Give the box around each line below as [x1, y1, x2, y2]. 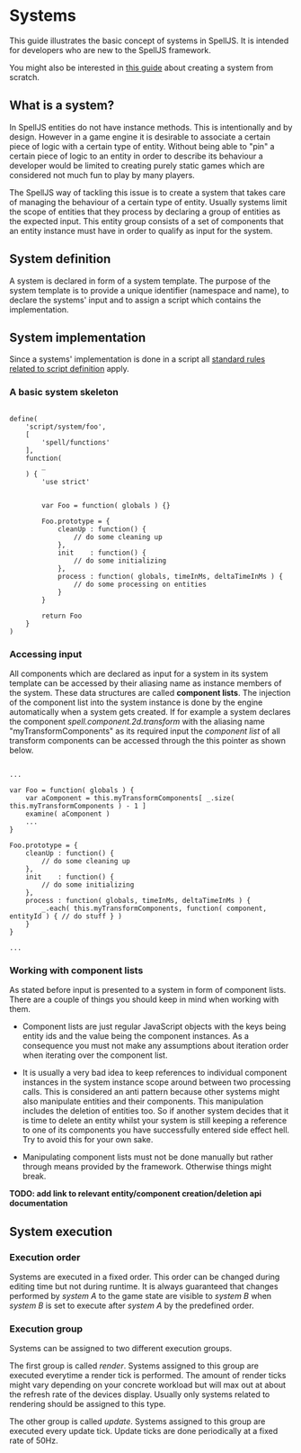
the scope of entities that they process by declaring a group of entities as [9, 206, 281, 217]
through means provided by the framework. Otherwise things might [22, 1161, 272, 1172]
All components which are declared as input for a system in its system [9, 668, 269, 679]
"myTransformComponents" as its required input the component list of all [9, 726, 280, 736]
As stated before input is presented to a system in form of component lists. [9, 985, 287, 996]
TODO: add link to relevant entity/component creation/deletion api [9, 1188, 262, 1199]
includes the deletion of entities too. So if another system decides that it [22, 1106, 289, 1116]
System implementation [9, 329, 146, 345]
